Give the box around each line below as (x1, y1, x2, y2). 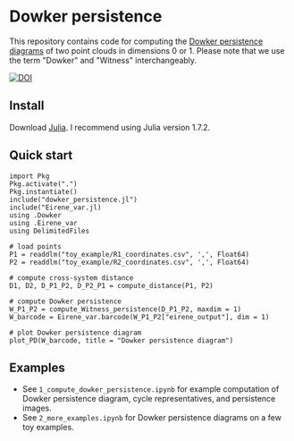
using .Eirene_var (9, 218, 78, 227)
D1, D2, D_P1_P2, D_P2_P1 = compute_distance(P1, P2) (9, 281, 214, 290)
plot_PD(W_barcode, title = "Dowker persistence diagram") (9, 335, 234, 345)
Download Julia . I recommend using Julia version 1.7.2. (9, 122, 211, 132)
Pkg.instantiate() (9, 187, 78, 196)
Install (9, 98, 45, 114)
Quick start (9, 148, 73, 163)
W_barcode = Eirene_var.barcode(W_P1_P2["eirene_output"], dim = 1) (9, 312, 270, 321)
